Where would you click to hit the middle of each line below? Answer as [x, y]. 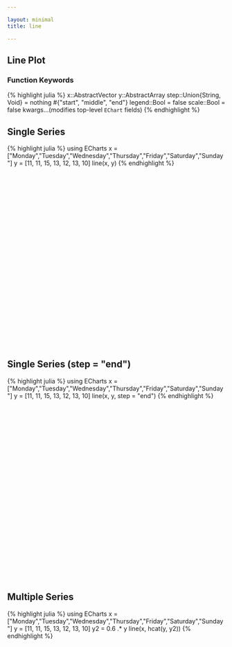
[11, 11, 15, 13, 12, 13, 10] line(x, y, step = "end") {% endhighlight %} [119, 395]
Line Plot [26, 60]
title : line [24, 26]
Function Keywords [41, 80]
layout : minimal [30, 19]
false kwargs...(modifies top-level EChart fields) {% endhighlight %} [104, 110]
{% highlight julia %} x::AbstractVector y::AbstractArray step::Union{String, [114, 95]
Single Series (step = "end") [69, 364]
